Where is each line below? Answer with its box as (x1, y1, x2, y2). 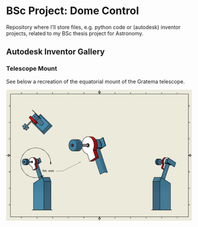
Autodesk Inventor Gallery (6, 47, 105, 57)
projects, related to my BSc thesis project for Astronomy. (6, 29, 144, 36)
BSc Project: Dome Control (6, 4, 140, 18)
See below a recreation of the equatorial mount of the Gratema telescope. (6, 78, 185, 85)
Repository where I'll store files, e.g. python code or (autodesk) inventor (6, 24, 181, 31)
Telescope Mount (6, 65, 57, 73)
